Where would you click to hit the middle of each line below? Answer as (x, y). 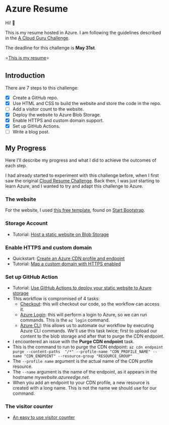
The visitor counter (29, 406)
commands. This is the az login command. (65, 320)
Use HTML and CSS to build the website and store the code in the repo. (87, 103)
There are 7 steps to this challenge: (42, 88)
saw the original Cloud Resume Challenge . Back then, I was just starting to (82, 181)
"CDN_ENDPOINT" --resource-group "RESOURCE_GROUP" (78, 356)
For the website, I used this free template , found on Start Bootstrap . (75, 210)
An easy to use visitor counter (44, 417)
